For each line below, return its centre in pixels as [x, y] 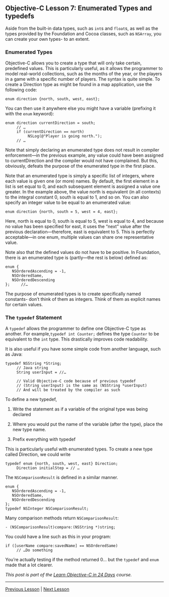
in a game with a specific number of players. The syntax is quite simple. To [82, 79]
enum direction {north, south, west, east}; [53, 99]
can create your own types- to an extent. [48, 39]
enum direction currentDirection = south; [50, 123]
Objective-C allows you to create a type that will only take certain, [73, 63]
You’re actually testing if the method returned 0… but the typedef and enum [82, 560]
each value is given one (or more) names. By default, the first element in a [82, 181]
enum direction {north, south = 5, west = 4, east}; [62, 212]
